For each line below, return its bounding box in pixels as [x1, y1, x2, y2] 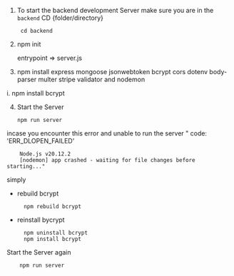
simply [6, 175, 26, 184]
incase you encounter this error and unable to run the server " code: [6, 129, 208, 138]
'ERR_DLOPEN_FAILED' [6, 137, 75, 145]
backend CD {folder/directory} [16, 14, 104, 22]
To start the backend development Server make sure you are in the [16, 6, 214, 14]
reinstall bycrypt [16, 215, 65, 224]
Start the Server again [6, 248, 72, 256]
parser [16, 75, 37, 83]
